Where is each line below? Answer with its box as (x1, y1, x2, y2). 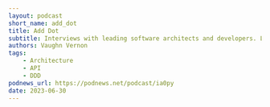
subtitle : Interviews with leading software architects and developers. (8, 34, 257, 43)
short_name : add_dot (8, 19, 78, 27)
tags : (8, 49, 27, 57)
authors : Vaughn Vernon (8, 42, 88, 50)
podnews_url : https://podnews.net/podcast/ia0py (8, 79, 174, 87)
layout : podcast (8, 11, 63, 20)
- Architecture (22, 57, 74, 65)
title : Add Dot (8, 27, 59, 35)
